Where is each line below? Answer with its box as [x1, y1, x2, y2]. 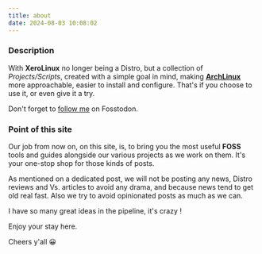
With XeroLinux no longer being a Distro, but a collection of [8, 63, 204, 72]
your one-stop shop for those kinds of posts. [8, 159, 155, 168]
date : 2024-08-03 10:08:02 [8, 19, 98, 27]
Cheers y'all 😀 [8, 237, 57, 247]
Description [8, 45, 55, 56]
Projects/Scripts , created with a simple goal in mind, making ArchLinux [8, 71, 241, 81]
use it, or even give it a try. [8, 88, 95, 98]
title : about [8, 11, 52, 20]
